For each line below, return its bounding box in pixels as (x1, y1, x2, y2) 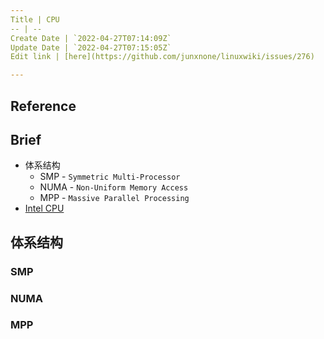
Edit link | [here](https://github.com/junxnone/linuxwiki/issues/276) (10, 52, 315, 62)
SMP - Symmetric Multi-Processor (39, 171, 181, 183)
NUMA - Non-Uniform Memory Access (39, 181, 189, 193)
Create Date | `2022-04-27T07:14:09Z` (10, 33, 172, 43)
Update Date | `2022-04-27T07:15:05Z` (10, 42, 172, 53)
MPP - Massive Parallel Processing (39, 192, 190, 204)
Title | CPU (10, 14, 60, 25)
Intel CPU (24, 202, 65, 215)
